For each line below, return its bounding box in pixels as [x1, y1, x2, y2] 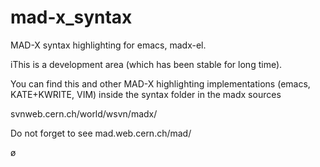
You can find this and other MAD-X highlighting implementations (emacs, [10, 77, 311, 90]
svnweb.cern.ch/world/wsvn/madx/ [10, 107, 158, 120]
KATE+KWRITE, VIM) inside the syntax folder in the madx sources [10, 88, 282, 100]
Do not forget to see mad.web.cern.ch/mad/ [10, 127, 192, 139]
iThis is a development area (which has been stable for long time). [10, 58, 283, 70]
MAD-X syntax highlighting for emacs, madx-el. [10, 39, 207, 51]
